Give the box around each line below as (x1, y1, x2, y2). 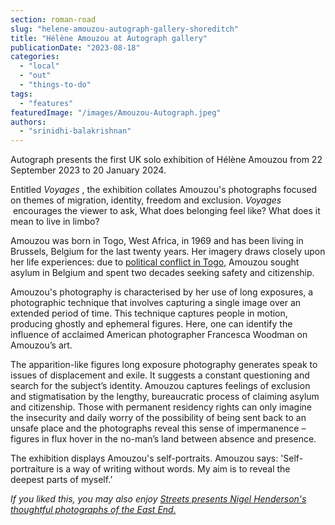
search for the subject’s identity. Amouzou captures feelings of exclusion (10, 380, 311, 392)
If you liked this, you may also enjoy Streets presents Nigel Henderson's (10, 493, 307, 505)
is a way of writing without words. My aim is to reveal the (56, 463, 291, 475)
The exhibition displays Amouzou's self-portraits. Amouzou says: (10, 452, 279, 465)
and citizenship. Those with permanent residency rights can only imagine (10, 401, 312, 413)
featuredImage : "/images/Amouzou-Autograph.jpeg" (10, 107, 222, 118)
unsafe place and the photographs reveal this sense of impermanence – (10, 422, 307, 435)
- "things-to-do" (19, 80, 92, 90)
